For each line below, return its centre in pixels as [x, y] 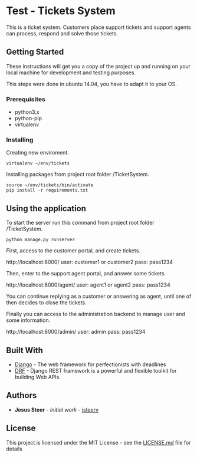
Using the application [46, 208]
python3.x [27, 112]
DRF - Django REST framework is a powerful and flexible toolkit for [96, 370]
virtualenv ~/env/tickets [38, 163]
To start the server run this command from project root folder [80, 223]
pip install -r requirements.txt [47, 190]
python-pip [28, 119]
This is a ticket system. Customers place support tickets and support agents [98, 27]
